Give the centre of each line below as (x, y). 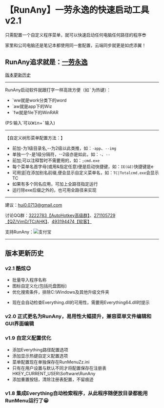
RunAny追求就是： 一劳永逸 (46, 62)
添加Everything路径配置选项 (40, 349)
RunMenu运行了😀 (27, 400)
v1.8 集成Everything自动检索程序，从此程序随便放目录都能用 (76, 393)
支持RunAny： (20, 232)
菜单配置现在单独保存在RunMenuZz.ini (51, 362)
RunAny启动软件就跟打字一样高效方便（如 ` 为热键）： (58, 90)
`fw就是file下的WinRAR (35, 112)
